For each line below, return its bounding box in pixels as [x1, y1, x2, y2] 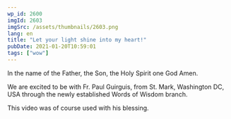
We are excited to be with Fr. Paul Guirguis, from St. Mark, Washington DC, [7, 82, 225, 91]
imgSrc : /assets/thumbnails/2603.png [7, 23, 119, 30]
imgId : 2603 [7, 17, 42, 24]
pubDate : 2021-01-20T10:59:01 [7, 43, 97, 50]
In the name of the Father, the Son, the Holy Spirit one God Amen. [7, 68, 199, 77]
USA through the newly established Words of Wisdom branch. [7, 89, 188, 99]
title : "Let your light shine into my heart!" [7, 37, 147, 44]
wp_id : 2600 [7, 10, 42, 18]
